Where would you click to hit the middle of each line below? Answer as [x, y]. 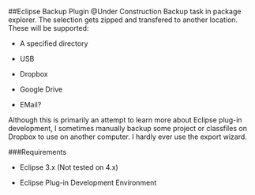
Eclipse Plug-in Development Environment [88, 182]
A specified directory [54, 43]
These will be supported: [49, 28]
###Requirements [37, 152]
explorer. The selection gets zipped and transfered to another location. [123, 20]
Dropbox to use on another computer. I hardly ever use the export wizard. [127, 137]
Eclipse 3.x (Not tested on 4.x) [69, 167]
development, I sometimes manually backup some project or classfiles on [127, 128]
